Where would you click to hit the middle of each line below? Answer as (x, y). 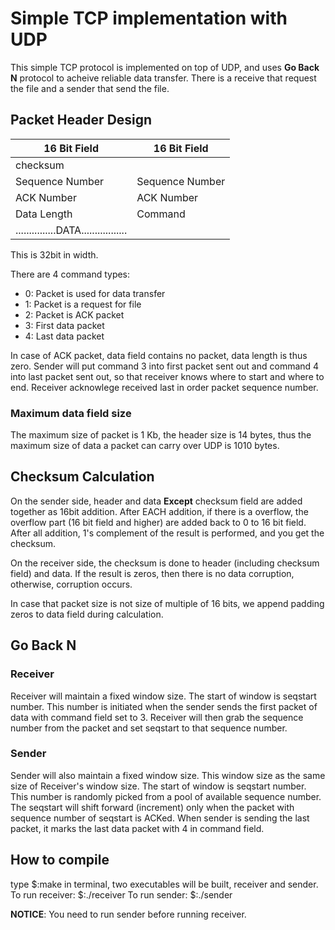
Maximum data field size (71, 413)
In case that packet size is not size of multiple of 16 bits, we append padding (167, 603)
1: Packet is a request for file (83, 304)
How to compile (60, 860)
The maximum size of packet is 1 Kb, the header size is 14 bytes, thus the (161, 435)
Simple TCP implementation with (149, 18)
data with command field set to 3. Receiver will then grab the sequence (157, 717)
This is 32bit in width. (54, 254)
